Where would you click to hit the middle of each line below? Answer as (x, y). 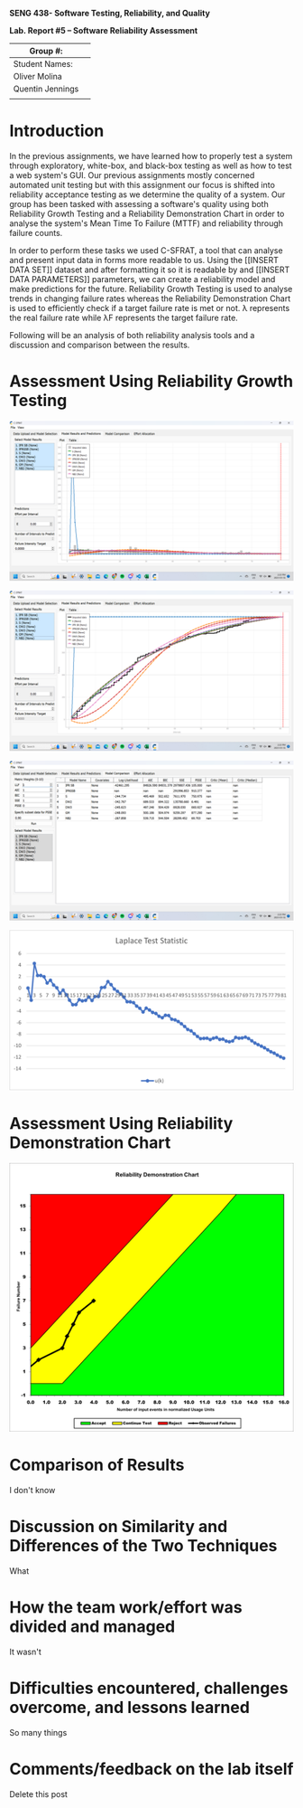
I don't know (32, 1491)
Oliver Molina (38, 76)
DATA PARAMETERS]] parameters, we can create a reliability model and (142, 279)
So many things (38, 1733)
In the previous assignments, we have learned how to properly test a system (151, 156)
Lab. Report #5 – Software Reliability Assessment (104, 30)
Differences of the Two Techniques (143, 1546)
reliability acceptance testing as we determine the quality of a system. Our (147, 194)
